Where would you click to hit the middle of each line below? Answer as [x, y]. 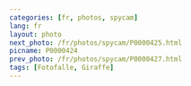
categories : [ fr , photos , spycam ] [74, 17]
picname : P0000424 [43, 51]
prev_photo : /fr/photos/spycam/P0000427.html [95, 59]
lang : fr [26, 26]
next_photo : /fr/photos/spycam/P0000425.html [95, 43]
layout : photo [36, 34]
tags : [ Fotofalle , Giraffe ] [62, 68]
